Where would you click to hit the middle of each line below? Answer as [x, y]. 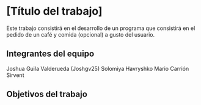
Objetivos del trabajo [47, 94]
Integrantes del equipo [50, 54]
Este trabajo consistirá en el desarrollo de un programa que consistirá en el [101, 28]
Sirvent [15, 75]
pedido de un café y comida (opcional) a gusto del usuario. [81, 34]
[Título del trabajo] [54, 11]
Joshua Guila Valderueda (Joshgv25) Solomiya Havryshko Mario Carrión [98, 68]
